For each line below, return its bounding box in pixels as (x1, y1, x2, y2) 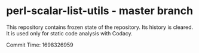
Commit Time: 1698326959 (6, 41, 74, 48)
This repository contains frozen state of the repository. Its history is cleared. (6, 24, 193, 31)
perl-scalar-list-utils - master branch (6, 4, 193, 18)
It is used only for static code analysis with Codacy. (6, 29, 133, 37)
